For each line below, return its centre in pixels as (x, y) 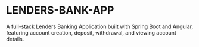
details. (15, 39)
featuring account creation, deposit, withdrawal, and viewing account (91, 32)
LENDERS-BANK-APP (60, 10)
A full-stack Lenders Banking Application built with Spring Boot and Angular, (100, 26)
